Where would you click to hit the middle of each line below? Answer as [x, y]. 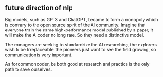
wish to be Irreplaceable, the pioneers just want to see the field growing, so [81, 49]
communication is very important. [39, 55]
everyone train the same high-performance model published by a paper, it [79, 30]
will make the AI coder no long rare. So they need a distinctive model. [75, 35]
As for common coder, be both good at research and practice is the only [77, 64]
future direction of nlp [39, 8]
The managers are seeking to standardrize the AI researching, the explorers [81, 44]
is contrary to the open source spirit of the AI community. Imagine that [75, 25]
